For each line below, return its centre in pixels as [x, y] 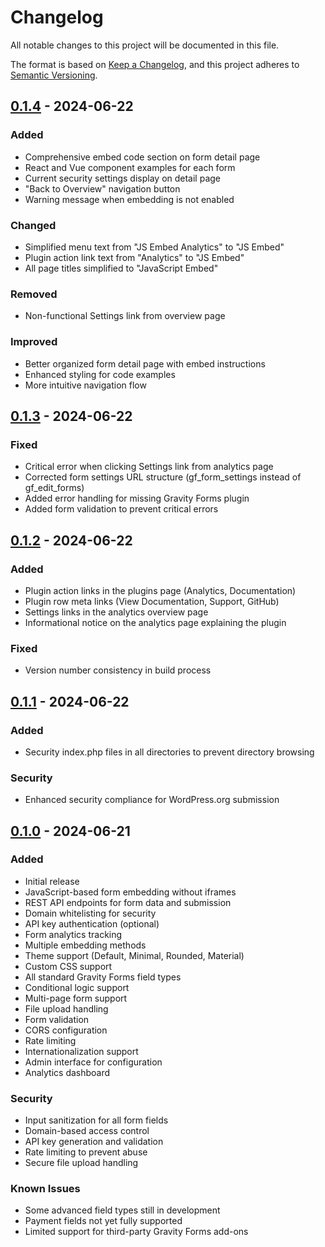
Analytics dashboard [67, 1072]
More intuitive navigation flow [85, 385]
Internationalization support [81, 1051]
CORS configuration [66, 1030]
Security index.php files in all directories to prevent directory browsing [169, 752]
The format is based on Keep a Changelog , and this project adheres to [155, 64]
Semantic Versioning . [54, 75]
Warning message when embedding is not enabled [129, 199]
